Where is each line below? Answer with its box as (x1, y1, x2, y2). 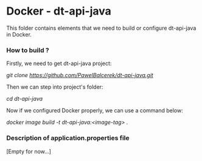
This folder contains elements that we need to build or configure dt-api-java (6, 24, 197, 32)
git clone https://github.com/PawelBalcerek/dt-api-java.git (6, 72, 153, 79)
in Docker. (6, 30, 32, 38)
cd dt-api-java (6, 95, 43, 103)
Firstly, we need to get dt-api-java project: (6, 60, 112, 67)
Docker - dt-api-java (6, 4, 111, 18)
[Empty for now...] (6, 148, 52, 155)
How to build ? (6, 46, 50, 54)
